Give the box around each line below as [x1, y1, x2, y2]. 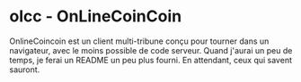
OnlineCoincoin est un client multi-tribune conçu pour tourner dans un [9, 36, 270, 46]
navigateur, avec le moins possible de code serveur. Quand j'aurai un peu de [9, 45, 293, 55]
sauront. [9, 64, 40, 75]
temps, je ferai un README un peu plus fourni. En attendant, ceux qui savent [9, 54, 292, 65]
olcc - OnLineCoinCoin [9, 6, 182, 27]
